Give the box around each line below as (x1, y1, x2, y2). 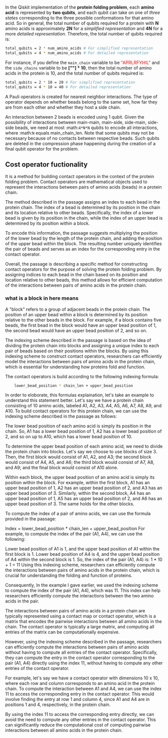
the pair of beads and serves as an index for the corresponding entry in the (5, 246, 160, 252)
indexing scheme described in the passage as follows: (5, 413, 117, 419)
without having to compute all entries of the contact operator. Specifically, (5, 649, 158, 655)
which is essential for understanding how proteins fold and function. (5, 364, 145, 370)
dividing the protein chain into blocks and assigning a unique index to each (5, 342, 159, 348)
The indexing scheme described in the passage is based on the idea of (5, 337, 151, 343)
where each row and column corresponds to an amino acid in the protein (5, 680, 155, 686)
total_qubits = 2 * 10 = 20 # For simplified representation (5, 80, 135, 85)
